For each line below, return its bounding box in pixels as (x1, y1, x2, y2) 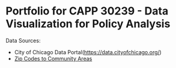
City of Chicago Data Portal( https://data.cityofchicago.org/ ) (14, 48, 162, 55)
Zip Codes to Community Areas (14, 55, 93, 62)
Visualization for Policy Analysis (5, 17, 171, 31)
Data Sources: (5, 37, 41, 44)
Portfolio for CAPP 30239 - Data (5, 4, 169, 18)
